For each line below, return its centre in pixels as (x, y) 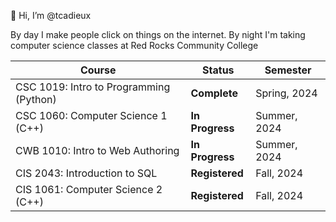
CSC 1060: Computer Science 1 (91, 115)
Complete (214, 93)
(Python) (36, 99)
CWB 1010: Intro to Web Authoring (97, 150)
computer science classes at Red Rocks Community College (134, 45)
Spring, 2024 (286, 93)
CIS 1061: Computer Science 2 (89, 189)
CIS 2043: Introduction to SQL (86, 173)
